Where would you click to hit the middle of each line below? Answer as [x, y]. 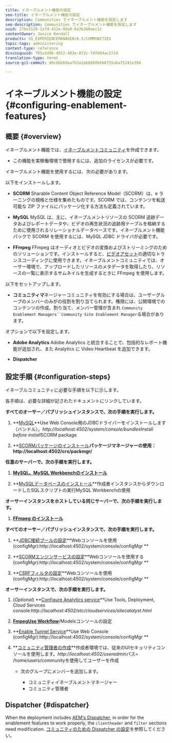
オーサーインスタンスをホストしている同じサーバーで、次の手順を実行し [81, 501]
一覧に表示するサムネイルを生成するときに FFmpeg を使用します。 [97, 273]
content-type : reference [32, 48]
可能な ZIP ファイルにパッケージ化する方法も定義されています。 [80, 207]
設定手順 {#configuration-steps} [58, 376]
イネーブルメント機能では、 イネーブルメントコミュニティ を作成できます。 [83, 150]
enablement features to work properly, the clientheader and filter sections [86, 723]
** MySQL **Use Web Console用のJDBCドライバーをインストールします [89, 423]
